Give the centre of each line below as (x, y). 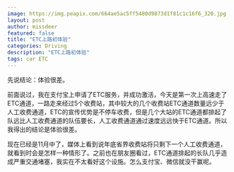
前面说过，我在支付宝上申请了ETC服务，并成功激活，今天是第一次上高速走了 (117, 94)
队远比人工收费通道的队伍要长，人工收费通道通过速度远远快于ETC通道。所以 (117, 120)
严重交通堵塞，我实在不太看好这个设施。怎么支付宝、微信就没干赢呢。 (114, 162)
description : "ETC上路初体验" (49, 53)
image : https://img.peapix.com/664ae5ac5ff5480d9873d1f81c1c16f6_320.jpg (117, 14)
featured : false (31, 33)
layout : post (26, 20)
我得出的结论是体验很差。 (44, 129)
